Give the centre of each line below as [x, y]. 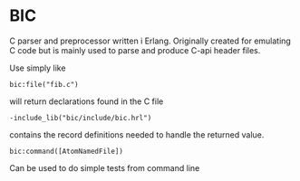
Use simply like [38, 68]
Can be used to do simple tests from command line [105, 167]
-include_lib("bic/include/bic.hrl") [81, 118]
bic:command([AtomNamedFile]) [67, 151]
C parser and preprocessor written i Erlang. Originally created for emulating [150, 41]
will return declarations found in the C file [87, 101]
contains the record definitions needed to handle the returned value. [137, 134]
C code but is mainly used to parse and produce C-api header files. [135, 50]
